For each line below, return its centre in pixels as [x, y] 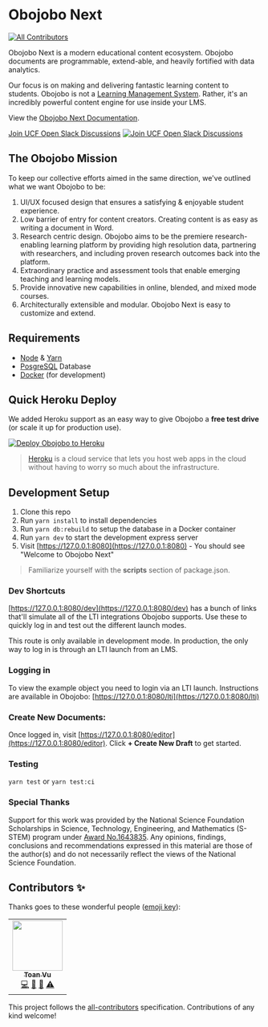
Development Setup [59, 493]
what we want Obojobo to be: [57, 186]
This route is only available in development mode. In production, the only [128, 641]
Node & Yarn [41, 357]
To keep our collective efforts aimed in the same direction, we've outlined [130, 177]
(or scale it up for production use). [65, 428]
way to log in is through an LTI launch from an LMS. [93, 650]
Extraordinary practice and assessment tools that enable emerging [130, 270]
